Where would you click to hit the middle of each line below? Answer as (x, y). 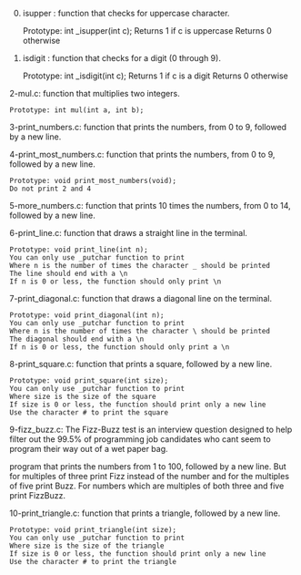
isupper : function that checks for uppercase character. (126, 13)
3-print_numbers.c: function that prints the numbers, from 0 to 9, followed (148, 127)
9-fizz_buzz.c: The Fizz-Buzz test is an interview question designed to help (151, 429)
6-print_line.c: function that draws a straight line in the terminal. (129, 233)
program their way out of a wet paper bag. (89, 449)
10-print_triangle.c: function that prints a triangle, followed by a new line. (145, 513)
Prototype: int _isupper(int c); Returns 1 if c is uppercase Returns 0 (147, 31)
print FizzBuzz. (38, 495)
